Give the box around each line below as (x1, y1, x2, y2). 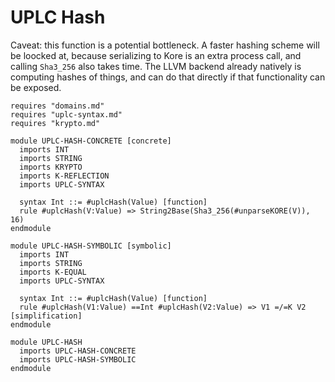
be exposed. (10, 81, 62, 93)
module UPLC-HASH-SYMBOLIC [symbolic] (10, 241, 172, 251)
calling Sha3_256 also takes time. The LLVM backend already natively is (10, 60, 302, 72)
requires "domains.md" (10, 101, 105, 111)
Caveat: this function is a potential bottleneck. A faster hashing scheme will (10, 39, 320, 51)
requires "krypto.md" (10, 118, 101, 128)
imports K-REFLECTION (19, 171, 110, 181)
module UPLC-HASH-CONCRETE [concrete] (10, 136, 172, 146)
